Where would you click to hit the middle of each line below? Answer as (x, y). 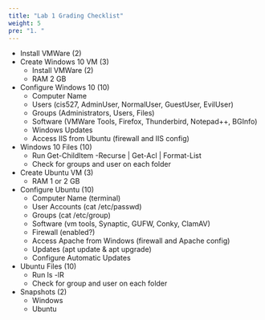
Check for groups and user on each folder (101, 164)
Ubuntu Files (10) (48, 266)
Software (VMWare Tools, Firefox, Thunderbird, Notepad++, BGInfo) (145, 122)
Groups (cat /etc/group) (71, 215)
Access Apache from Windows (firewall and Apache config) (131, 241)
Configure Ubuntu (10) (57, 190)
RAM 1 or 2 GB (56, 181)
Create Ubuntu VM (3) (57, 172)
